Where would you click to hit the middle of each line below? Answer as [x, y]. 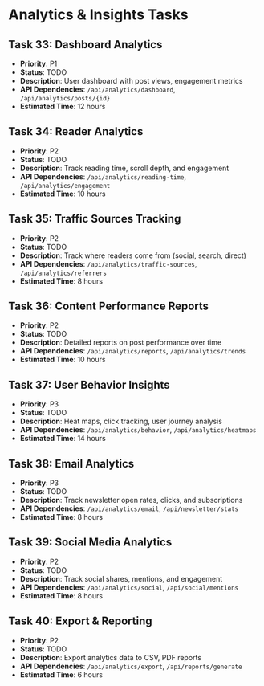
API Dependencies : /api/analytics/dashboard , [97, 89]
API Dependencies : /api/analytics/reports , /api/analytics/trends [133, 351]
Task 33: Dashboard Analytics [85, 45]
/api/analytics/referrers [63, 273]
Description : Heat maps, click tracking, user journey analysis [121, 421]
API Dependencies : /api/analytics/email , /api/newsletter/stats [129, 508]
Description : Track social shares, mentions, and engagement [121, 578]
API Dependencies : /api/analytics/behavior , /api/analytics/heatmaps [138, 430]
